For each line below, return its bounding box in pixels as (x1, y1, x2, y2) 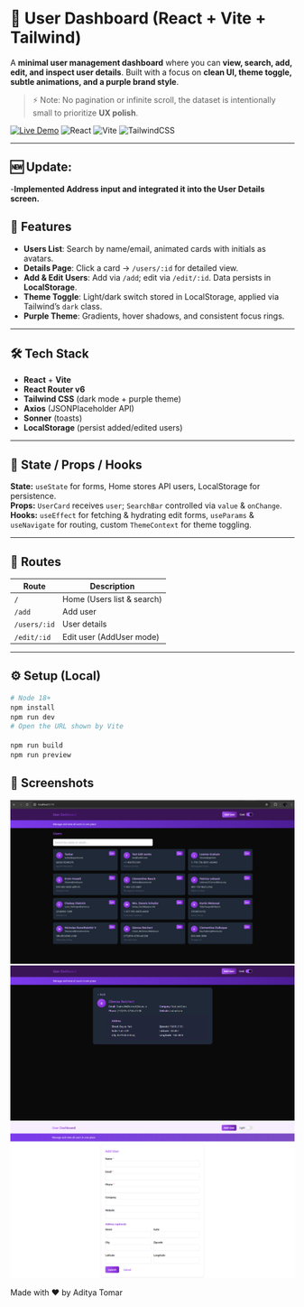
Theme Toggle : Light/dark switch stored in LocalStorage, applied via (23, 291, 279, 301)
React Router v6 (23, 384, 86, 395)
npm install (10, 703, 55, 712)
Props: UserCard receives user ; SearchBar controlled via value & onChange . (10, 500, 282, 511)
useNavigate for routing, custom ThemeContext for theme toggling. (10, 519, 252, 531)
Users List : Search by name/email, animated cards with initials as (23, 243, 267, 254)
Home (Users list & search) (62, 593, 163, 604)
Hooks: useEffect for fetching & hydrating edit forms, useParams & (10, 510, 255, 521)
